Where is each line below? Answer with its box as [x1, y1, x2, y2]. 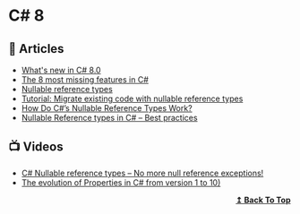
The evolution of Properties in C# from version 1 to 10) [21, 176, 221, 188]
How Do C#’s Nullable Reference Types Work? [21, 103, 193, 113]
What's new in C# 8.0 [21, 64, 101, 75]
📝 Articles [8, 41, 64, 56]
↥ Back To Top [236, 194, 291, 205]
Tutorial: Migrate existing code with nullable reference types [21, 93, 244, 104]
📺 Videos [8, 140, 64, 155]
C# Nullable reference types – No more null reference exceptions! [21, 167, 264, 178]
